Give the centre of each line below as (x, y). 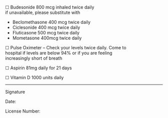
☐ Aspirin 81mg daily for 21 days (38, 68)
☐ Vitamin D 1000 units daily (34, 77)
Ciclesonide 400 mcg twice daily (46, 27)
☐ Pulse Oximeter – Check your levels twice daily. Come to (66, 48)
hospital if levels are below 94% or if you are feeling (59, 53)
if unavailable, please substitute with (43, 12)
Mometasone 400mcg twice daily (47, 38)
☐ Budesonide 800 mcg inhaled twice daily (50, 7)
